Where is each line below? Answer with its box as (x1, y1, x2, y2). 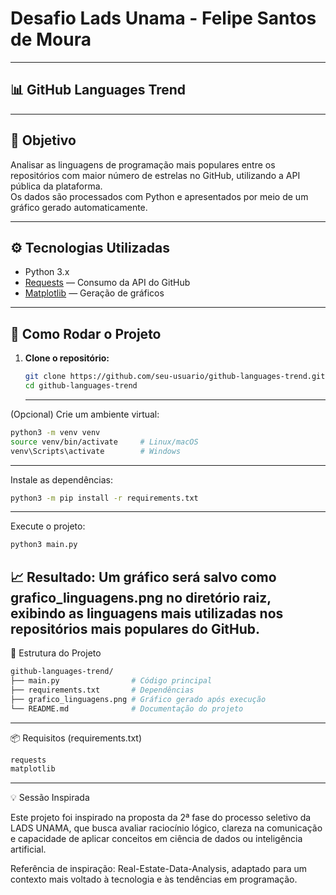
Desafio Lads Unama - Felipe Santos (10, 7, 317, 30)
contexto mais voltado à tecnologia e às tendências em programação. (10, 873, 298, 886)
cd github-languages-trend (24, 381, 138, 391)
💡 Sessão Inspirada (10, 792, 90, 804)
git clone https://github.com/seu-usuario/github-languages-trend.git (24, 372, 326, 382)
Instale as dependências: (10, 473, 114, 486)
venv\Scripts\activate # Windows (10, 446, 182, 456)
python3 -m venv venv (10, 427, 101, 437)
